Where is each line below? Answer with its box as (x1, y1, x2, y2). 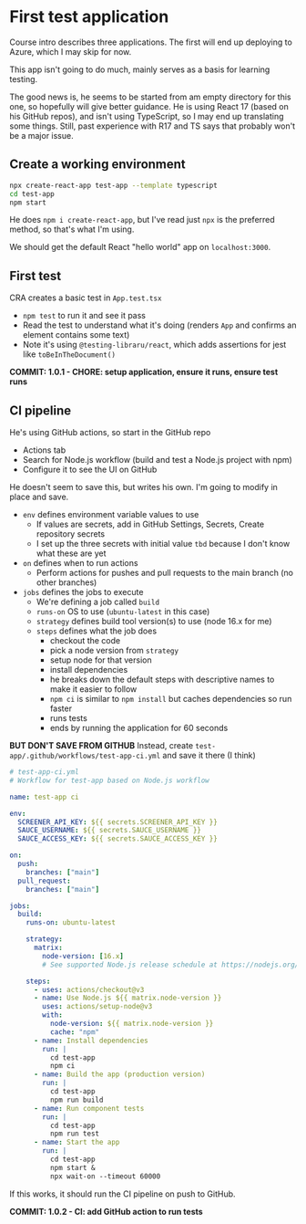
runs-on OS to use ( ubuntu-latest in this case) (36, 606, 210, 617)
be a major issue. (9, 130, 75, 141)
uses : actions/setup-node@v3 (42, 1002, 153, 1011)
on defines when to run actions (22, 558, 138, 568)
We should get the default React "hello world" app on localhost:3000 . (9, 242, 271, 253)
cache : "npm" (49, 1027, 100, 1037)
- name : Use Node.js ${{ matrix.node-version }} (33, 993, 222, 1003)
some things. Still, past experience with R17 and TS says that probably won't (9, 120, 296, 131)
